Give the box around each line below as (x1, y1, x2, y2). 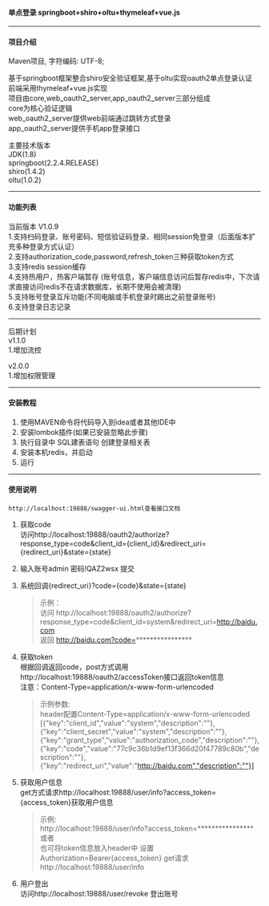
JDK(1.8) (8, 149, 37, 160)
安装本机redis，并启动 (19, 447, 94, 457)
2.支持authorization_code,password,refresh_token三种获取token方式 (8, 251, 235, 261)
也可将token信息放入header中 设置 (39, 843, 155, 853)
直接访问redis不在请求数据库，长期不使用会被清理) (14, 282, 182, 291)
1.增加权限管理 (8, 370, 56, 380)
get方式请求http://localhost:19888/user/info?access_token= (19, 787, 217, 798)
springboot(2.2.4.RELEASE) (8, 158, 99, 168)
